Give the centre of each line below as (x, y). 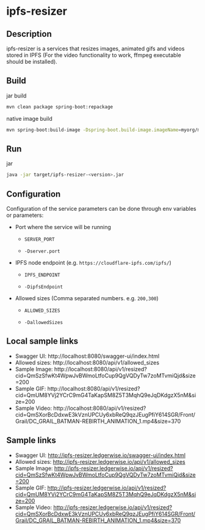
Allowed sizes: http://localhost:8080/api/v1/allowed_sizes (87, 362)
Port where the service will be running (63, 227)
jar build (16, 96)
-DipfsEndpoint (43, 287)
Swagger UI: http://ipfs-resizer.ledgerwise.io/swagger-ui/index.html (100, 455)
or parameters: (25, 215)
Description (29, 34)
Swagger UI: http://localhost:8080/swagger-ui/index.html (87, 356)
